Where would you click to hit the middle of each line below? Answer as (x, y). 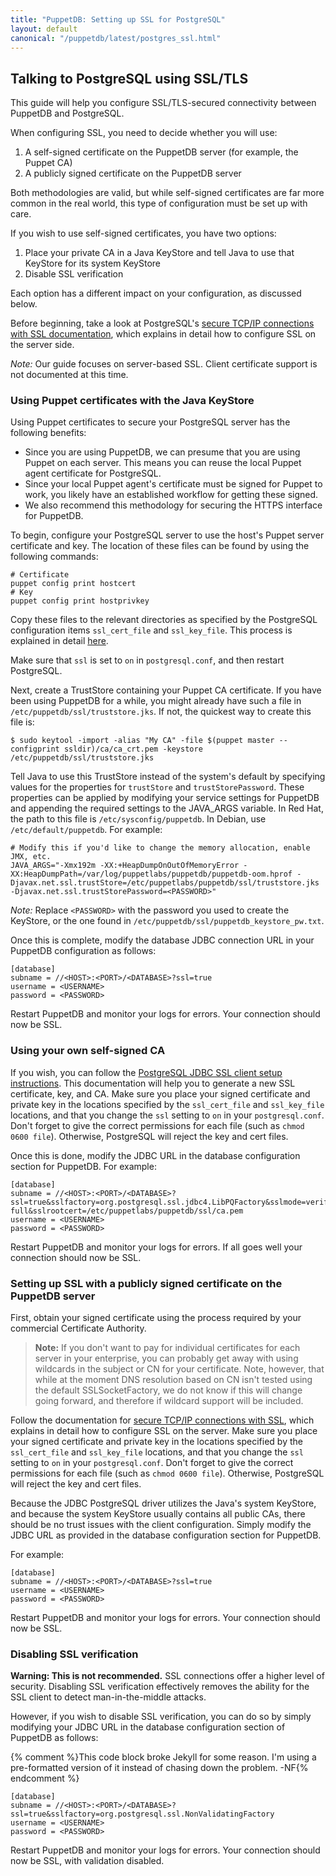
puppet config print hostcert (73, 584)
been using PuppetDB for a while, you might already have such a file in (156, 701)
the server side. (42, 345)
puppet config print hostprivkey (80, 601)
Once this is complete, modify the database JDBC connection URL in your (162, 940)
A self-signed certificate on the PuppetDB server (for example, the (161, 152)
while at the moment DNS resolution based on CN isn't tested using (173, 1380)
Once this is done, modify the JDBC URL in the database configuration (155, 1155)
